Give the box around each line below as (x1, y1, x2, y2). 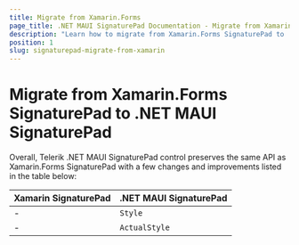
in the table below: (9, 171, 77, 182)
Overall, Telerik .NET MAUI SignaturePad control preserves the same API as (9, 152, 287, 163)
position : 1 (9, 37, 53, 47)
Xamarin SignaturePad (13, 192, 111, 205)
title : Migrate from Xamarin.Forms (9, 12, 141, 22)
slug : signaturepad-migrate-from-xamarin (9, 46, 166, 55)
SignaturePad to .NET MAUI (9, 103, 217, 124)
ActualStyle (119, 223, 171, 233)
